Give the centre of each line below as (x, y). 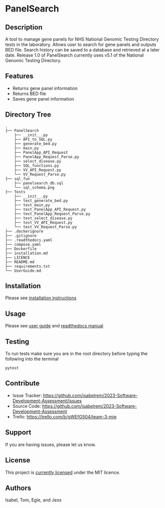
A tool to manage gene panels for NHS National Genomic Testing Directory (82, 39)
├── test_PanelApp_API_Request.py (50, 209)
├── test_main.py (32, 205)
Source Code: (26, 406)
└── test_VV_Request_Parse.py (46, 227)
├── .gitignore (21, 236)
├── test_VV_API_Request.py (43, 222)
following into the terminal (32, 359)
